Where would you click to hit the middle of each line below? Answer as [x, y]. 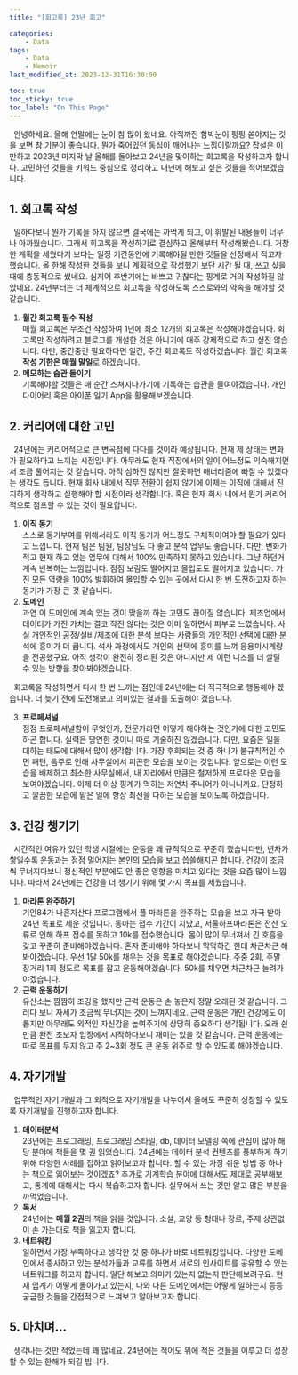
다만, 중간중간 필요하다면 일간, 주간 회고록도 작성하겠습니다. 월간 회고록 [165, 351]
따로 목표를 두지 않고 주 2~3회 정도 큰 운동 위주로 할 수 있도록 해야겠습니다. [152, 1045]
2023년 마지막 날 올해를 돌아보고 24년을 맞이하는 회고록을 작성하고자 [153, 156]
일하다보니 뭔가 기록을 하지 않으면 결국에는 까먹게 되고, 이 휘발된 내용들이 [140, 232]
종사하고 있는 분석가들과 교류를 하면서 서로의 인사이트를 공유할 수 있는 [167, 1263]
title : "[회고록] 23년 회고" [58, 17]
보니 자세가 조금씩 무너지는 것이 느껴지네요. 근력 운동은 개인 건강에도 [157, 1012]
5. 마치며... [38, 1327]
